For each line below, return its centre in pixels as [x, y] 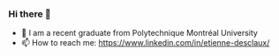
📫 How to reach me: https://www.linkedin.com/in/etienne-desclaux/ [145, 43]
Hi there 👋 [30, 14]
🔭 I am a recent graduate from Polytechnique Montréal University [139, 33]
